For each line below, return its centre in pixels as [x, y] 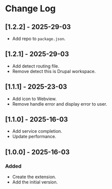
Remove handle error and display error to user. [60, 104]
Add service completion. [37, 131]
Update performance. [34, 137]
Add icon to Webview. [34, 99]
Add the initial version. [35, 182]
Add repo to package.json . [39, 38]
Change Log [30, 9]
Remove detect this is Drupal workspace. [54, 71]
